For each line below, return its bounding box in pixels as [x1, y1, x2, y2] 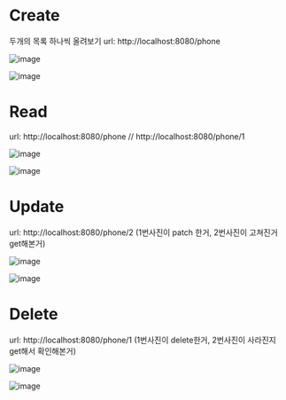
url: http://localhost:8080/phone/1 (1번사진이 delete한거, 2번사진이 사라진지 [9, 334, 276, 345]
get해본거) [9, 238, 46, 248]
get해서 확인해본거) [9, 345, 77, 356]
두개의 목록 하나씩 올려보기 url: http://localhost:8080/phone [9, 35, 221, 46]
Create [9, 5, 60, 26]
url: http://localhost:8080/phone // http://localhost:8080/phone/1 [9, 130, 245, 142]
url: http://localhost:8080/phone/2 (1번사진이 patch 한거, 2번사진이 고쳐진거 [9, 227, 279, 238]
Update [9, 197, 65, 217]
